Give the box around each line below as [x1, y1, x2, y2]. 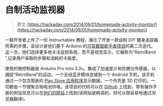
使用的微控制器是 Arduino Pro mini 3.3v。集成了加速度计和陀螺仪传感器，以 [5, 65, 156, 71]
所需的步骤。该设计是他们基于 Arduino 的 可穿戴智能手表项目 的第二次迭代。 [5, 43, 156, 49]
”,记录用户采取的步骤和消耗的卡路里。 [5, 55, 80, 61]
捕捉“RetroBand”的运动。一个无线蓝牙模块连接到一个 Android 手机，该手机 [5, 71, 155, 77]
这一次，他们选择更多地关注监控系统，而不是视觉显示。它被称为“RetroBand [5, 49, 156, 55]
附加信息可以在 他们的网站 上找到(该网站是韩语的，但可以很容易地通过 [13, 89, 152, 95]
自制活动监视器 [5, 4, 65, 16]
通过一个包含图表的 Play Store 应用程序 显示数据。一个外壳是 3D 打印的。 [5, 77, 151, 83]
